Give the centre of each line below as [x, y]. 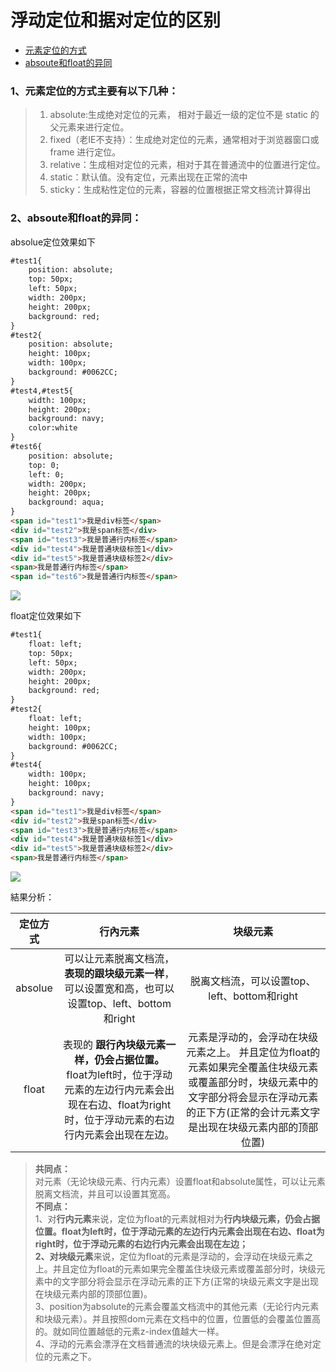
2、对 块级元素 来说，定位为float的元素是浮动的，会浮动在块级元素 [169, 1257]
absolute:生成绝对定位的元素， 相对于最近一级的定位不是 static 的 [184, 115]
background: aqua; [66, 502]
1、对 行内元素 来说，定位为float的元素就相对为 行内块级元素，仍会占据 [177, 1219]
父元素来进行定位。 [89, 127]
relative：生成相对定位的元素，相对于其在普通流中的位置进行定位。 [187, 165]
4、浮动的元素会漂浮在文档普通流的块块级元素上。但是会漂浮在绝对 [173, 1344]
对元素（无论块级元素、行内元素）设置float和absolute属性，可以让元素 [180, 1182]
